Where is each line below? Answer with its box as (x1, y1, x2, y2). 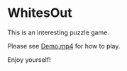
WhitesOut (7, 5, 72, 21)
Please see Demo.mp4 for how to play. (7, 41, 121, 50)
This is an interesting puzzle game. (7, 28, 110, 37)
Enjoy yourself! (7, 55, 51, 64)
